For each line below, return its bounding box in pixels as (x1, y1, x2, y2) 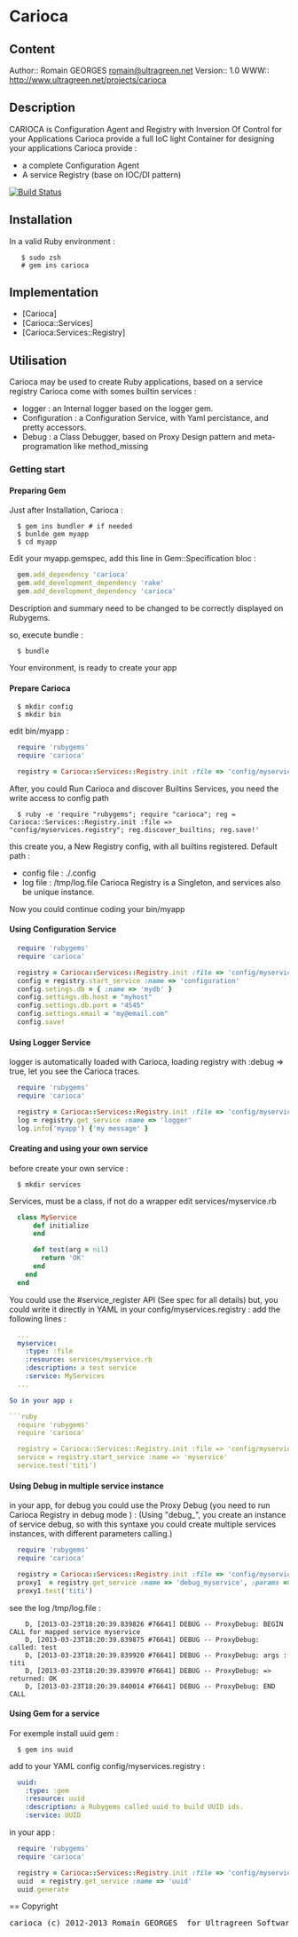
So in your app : (9, 1396, 74, 1405)
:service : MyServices (25, 1372, 105, 1381)
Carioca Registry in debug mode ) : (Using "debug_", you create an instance (9, 1510, 286, 1520)
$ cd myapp (17, 537, 58, 547)
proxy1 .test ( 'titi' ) (17, 1586, 93, 1595)
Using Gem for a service (9, 1708, 100, 1719)
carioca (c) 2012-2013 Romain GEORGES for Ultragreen (9, 1918, 253, 1928)
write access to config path (9, 792, 109, 803)
